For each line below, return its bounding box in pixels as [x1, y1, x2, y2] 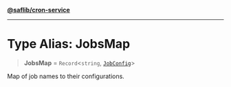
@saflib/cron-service [7, 6, 70, 14]
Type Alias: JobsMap [7, 36, 131, 52]
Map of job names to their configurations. [7, 72, 125, 80]
